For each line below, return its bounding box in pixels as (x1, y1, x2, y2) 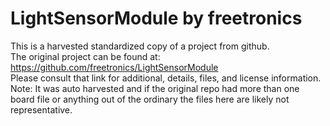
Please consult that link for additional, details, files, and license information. (10, 72, 322, 84)
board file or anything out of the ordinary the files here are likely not (10, 93, 290, 105)
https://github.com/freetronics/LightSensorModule (10, 61, 219, 73)
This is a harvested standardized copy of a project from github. (10, 40, 270, 52)
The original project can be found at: (10, 50, 161, 62)
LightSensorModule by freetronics (10, 7, 303, 30)
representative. (10, 103, 73, 116)
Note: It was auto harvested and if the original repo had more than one (10, 82, 300, 94)
